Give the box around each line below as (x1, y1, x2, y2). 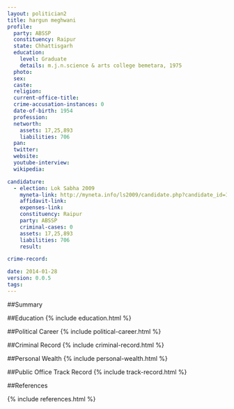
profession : (13, 114, 49, 121)
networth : (13, 120, 42, 128)
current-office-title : (13, 95, 79, 102)
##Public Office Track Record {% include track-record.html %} (7, 367, 187, 376)
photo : (13, 68, 33, 75)
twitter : (13, 146, 39, 153)
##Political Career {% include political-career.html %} (7, 327, 162, 335)
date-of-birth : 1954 (13, 107, 73, 114)
